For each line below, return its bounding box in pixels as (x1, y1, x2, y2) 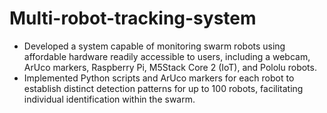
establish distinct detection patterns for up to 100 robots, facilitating (23, 82, 304, 94)
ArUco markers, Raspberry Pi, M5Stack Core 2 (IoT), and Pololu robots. (23, 61, 317, 73)
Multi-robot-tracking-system (9, 7, 257, 30)
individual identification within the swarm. (23, 93, 196, 105)
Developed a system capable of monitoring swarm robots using (23, 40, 286, 52)
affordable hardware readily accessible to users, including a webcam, (23, 50, 311, 62)
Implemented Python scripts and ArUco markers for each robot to (23, 72, 295, 84)
